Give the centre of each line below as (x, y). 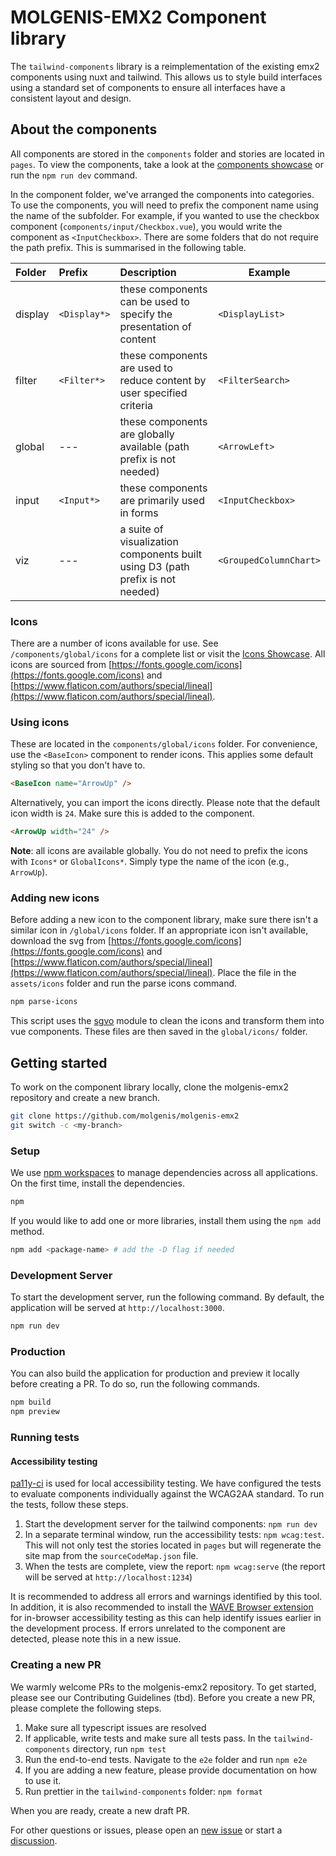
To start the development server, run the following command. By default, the (167, 1297)
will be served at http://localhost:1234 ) (108, 1577)
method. (27, 1231)
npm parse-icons (44, 1002)
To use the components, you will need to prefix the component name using (164, 205)
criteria (136, 405)
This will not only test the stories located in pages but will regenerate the (173, 1545)
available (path (154, 446)
